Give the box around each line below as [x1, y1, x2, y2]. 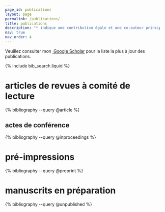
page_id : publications [5, 7, 52, 12]
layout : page [5, 12, 32, 17]
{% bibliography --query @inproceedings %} [5, 134, 97, 140]
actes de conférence [5, 121, 70, 129]
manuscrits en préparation [5, 185, 116, 196]
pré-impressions [5, 151, 75, 162]
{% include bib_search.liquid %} [5, 62, 70, 69]
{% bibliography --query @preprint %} [5, 168, 83, 174]
